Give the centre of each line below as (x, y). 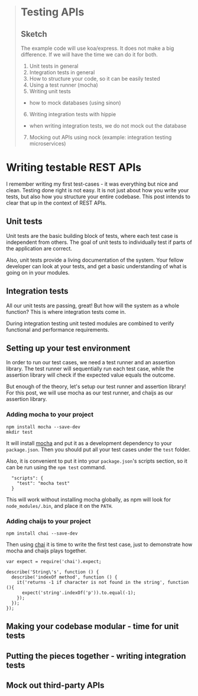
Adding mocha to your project (50, 415)
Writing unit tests (50, 91)
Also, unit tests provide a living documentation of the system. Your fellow (95, 260)
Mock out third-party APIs (55, 686)
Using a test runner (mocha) (64, 85)
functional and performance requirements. (58, 329)
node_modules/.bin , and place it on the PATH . (60, 506)
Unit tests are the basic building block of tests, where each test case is (92, 236)
